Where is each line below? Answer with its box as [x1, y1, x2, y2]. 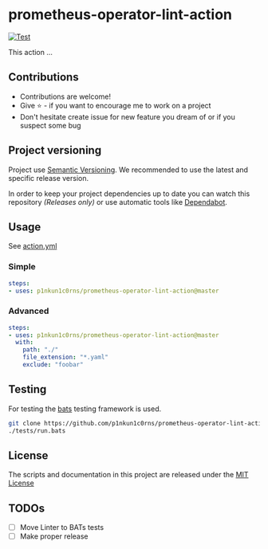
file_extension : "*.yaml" [22, 353, 109, 362]
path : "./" [22, 346, 59, 354]
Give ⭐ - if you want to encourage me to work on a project [19, 100, 211, 110]
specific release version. [8, 173, 89, 182]
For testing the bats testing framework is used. [8, 404, 162, 414]
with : [15, 339, 34, 347]
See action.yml [8, 241, 57, 251]
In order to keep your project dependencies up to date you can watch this [8, 189, 250, 198]
